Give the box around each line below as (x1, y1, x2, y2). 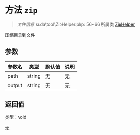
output (7, 82, 23, 89)
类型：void (5, 114, 27, 120)
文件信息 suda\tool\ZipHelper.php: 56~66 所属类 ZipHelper (17, 22, 135, 27)
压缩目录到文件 (5, 32, 35, 38)
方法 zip (5, 4, 38, 16)
